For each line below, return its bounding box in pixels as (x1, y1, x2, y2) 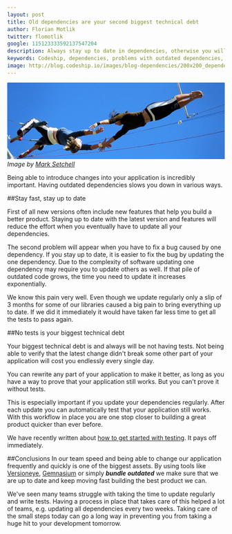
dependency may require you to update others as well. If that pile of (7, 265, 200, 273)
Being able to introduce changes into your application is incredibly (7, 174, 195, 182)
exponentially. (7, 280, 47, 288)
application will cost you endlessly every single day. (7, 357, 155, 365)
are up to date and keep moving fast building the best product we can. (7, 477, 207, 485)
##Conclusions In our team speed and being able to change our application (7, 454, 222, 463)
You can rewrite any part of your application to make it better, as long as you (7, 370, 224, 378)
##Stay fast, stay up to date (7, 194, 86, 203)
